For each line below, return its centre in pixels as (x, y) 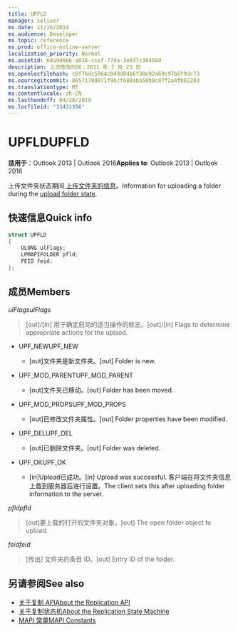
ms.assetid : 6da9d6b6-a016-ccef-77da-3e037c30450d (85, 61)
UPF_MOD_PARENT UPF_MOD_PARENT (76, 375)
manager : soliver (34, 21)
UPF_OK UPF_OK (42, 462)
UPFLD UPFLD (49, 142)
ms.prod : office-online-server (55, 47)
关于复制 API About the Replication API (74, 602)
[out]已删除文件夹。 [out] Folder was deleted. (95, 448)
